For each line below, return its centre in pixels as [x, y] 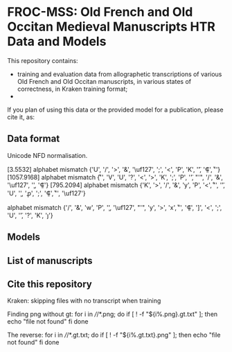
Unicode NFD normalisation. [47, 155]
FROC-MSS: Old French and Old [100, 12]
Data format [34, 139]
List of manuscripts [50, 261]
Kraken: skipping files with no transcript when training [84, 301]
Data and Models [57, 42]
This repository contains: [43, 60]
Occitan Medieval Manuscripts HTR [111, 27]
